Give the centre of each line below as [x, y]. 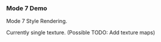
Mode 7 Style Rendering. [37, 21]
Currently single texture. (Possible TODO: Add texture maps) [81, 33]
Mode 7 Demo [27, 8]
